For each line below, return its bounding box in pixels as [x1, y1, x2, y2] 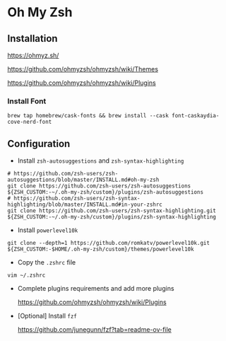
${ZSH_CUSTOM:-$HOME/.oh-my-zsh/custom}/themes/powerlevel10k [7, 245, 194, 253]
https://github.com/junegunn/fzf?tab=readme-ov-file [17, 325, 172, 334]
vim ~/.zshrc [7, 272, 46, 279]
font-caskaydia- [172, 112, 220, 120]
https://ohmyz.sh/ [7, 51, 59, 59]
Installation [7, 33, 58, 45]
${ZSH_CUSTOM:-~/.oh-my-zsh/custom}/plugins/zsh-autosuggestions [7, 189, 203, 196]
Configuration [7, 137, 71, 149]
